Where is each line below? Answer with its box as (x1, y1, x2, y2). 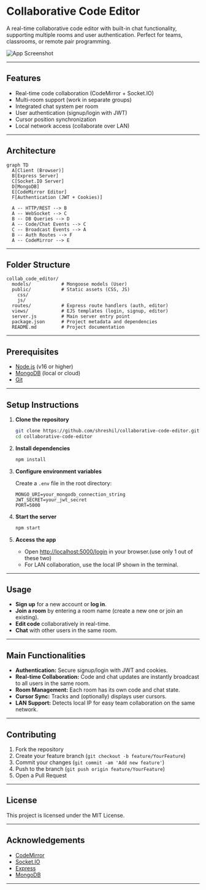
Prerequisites (6, 346, 59, 357)
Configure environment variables (15, 467, 102, 475)
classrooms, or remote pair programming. (6, 37, 112, 45)
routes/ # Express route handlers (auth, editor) (12, 303, 169, 309)
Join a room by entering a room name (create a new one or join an (15, 607, 183, 615)
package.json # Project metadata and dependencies (12, 319, 158, 325)
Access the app (15, 536, 56, 543)
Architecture (6, 146, 56, 156)
